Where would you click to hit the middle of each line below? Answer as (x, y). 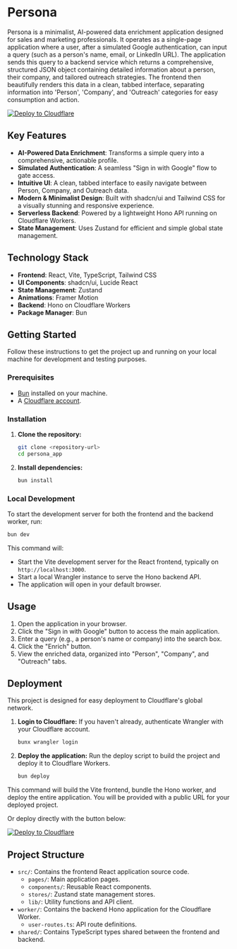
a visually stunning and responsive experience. (86, 205)
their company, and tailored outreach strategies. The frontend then (104, 77)
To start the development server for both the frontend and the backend (110, 513)
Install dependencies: (50, 467)
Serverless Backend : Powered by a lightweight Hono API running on (117, 212)
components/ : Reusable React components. (90, 887)
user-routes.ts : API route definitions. (83, 924)
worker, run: (25, 521)
